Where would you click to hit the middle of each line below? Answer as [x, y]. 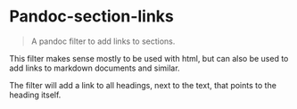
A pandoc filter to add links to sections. [103, 41]
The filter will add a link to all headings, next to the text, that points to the [143, 85]
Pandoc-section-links [91, 17]
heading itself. [35, 95]
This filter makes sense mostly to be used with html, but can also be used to [149, 58]
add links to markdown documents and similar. [95, 68]
